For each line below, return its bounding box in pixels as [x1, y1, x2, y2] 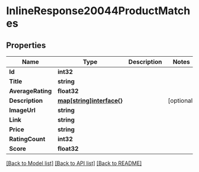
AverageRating [9, 87, 52, 95]
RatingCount [9, 135, 46, 143]
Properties [6, 40, 46, 50]
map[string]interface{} [57, 96, 123, 105]
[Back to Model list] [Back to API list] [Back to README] [6, 160, 142, 167]
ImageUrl [9, 106, 36, 114]
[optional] [168, 96, 195, 105]
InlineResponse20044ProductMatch [6, 4, 191, 18]
